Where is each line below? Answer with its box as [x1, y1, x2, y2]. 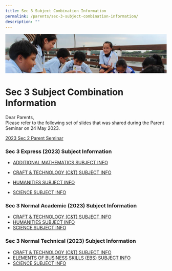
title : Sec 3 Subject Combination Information [5, 8, 106, 13]
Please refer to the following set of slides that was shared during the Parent [5, 120, 164, 126]
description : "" [5, 19, 40, 24]
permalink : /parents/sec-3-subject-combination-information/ [5, 13, 139, 19]
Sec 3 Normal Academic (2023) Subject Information [5, 202, 137, 209]
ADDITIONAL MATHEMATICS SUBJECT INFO [12, 160, 109, 166]
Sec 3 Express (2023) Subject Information [5, 148, 112, 155]
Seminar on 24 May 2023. [5, 125, 60, 131]
